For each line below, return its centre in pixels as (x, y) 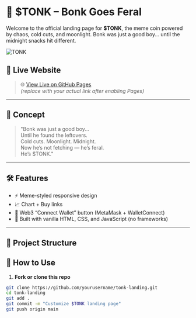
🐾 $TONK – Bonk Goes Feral (74, 12)
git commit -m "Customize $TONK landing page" (64, 304)
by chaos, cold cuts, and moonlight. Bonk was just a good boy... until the (93, 34)
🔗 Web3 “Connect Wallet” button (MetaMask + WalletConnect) (90, 213)
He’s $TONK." (37, 154)
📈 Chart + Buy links (38, 205)
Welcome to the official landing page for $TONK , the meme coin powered (94, 28)
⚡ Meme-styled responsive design (56, 196)
